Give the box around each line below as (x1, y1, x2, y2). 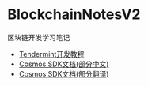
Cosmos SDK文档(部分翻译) (18, 69, 109, 78)
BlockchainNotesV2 (7, 6, 141, 24)
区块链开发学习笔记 (7, 32, 70, 42)
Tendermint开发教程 (18, 49, 85, 58)
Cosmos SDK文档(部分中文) (18, 59, 109, 69)
